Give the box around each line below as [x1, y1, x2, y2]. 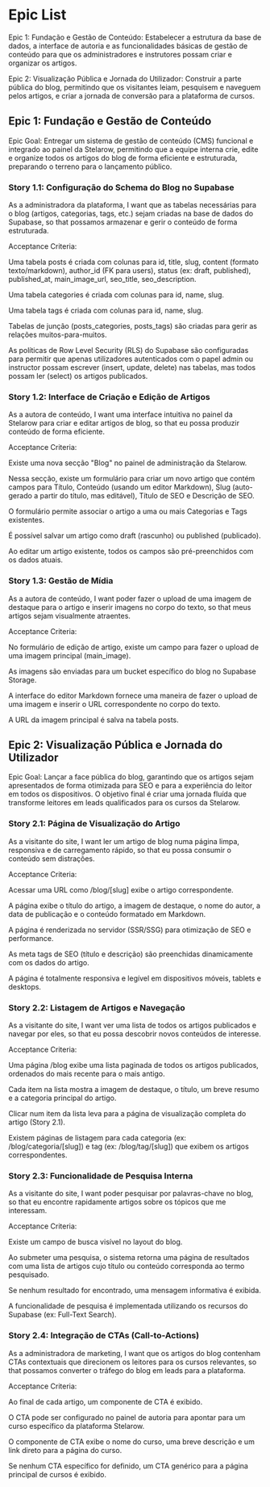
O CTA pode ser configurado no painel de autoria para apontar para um [8, 1412, 246, 1422]
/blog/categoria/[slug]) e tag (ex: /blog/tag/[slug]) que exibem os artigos [8, 1141, 250, 1152]
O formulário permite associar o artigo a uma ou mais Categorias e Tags [8, 506, 247, 516]
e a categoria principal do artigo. [8, 1093, 117, 1103]
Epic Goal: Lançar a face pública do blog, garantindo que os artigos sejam [8, 772, 254, 782]
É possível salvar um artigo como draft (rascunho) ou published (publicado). [8, 531, 261, 540]
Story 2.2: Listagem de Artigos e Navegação [8, 1002, 185, 1013]
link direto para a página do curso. [8, 1445, 123, 1455]
